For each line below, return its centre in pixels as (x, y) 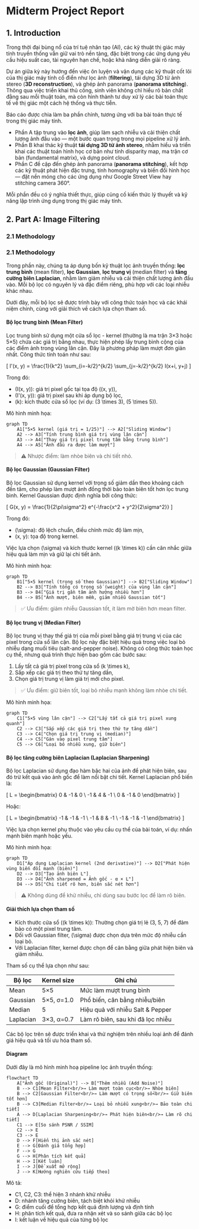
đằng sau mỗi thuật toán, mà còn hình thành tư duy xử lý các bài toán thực (97, 97)
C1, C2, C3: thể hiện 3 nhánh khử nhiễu (63, 1194)
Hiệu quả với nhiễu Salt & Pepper (126, 1009)
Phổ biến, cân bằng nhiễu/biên (122, 1000)
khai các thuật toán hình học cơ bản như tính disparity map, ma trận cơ (101, 151)
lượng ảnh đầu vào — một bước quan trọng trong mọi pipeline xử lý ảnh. (103, 139)
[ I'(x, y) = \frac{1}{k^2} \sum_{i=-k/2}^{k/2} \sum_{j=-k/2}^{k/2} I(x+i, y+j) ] (99, 366)
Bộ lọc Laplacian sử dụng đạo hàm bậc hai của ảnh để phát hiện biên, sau (97, 771)
